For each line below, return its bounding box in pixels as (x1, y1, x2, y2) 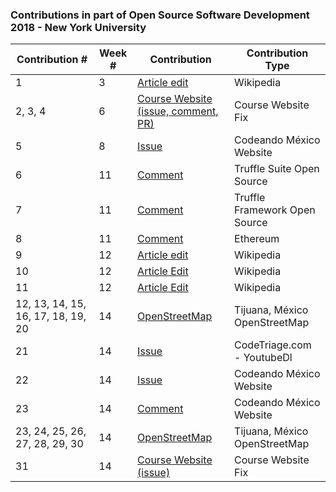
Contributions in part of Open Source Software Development (10, 8, 310, 22)
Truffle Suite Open (234, 162, 320, 176)
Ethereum (234, 232, 280, 246)
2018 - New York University (10, 20, 147, 34)
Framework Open (234, 203, 316, 217)
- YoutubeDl (234, 351, 293, 365)
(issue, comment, (137, 104, 219, 118)
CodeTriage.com (234, 338, 312, 352)
